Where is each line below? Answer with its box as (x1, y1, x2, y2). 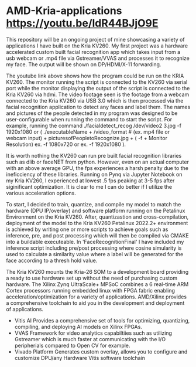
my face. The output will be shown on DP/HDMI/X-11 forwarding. (6, 60, 161, 68)
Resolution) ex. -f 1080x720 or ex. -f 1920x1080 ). (6, 141, 126, 148)
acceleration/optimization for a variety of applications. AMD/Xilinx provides (6, 293, 187, 300)
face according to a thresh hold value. (6, 257, 98, 264)
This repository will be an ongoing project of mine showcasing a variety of (6, 36, 185, 43)
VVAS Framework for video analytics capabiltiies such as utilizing (14, 329, 173, 337)
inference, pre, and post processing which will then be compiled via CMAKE (6, 232, 189, 239)
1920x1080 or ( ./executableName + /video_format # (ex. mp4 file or (6, 128, 170, 135)
